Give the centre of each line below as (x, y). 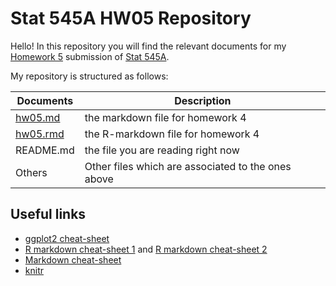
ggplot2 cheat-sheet (67, 238)
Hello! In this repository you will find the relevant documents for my (148, 46)
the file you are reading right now (162, 150)
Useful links (48, 214)
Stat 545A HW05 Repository (131, 18)
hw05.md (38, 117)
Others (31, 172)
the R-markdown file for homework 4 (172, 134)
